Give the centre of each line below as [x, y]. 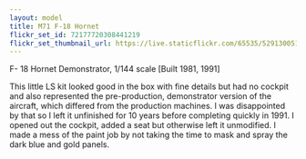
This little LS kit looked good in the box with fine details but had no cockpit [149, 86]
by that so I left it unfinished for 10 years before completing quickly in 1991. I [152, 115]
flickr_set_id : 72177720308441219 [75, 35]
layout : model [36, 18]
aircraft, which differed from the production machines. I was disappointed [147, 106]
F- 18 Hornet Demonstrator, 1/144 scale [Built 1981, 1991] [115, 69]
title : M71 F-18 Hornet [55, 26]
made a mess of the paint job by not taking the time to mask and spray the [149, 135]
